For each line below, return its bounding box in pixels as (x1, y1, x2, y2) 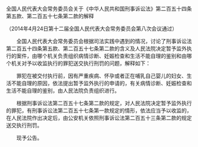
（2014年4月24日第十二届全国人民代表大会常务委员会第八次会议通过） (6, 25, 178, 32)
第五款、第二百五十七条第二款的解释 (6, 12, 94, 19)
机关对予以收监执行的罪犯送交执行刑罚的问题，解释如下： (11, 60, 151, 67)
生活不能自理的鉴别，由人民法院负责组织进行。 (6, 87, 120, 94)
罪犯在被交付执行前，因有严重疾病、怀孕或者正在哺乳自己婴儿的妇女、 (16, 73, 187, 79)
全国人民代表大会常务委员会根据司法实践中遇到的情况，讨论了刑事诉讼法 (16, 38, 192, 44)
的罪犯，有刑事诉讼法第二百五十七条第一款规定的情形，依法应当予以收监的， (6, 107, 192, 114)
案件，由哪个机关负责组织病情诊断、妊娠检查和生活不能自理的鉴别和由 (16, 53, 187, 59)
